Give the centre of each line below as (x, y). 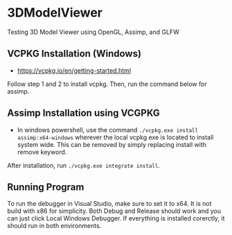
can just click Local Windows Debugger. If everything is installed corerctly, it (116, 218)
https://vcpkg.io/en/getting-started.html (74, 70)
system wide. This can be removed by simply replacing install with (111, 144)
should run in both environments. (54, 226)
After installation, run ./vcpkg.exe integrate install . (84, 165)
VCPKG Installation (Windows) (74, 54)
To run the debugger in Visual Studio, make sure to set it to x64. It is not (110, 204)
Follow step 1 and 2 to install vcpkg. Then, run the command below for (107, 84)
